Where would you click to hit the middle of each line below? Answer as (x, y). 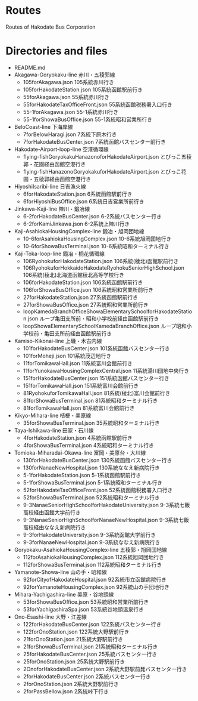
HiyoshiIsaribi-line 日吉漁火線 (50, 186)
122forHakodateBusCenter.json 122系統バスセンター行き (92, 624)
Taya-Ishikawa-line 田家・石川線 (54, 430)
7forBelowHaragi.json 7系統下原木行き (70, 134)
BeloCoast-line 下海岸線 (43, 126)
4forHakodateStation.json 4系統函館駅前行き (78, 438)
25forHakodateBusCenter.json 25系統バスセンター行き (90, 654)
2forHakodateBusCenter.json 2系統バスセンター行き (87, 676)
